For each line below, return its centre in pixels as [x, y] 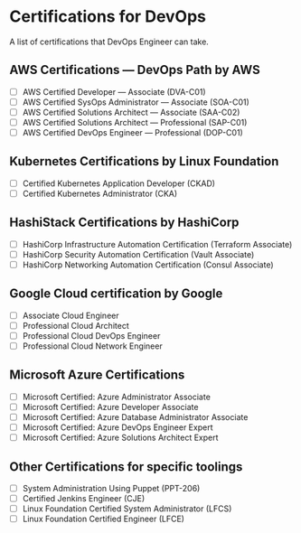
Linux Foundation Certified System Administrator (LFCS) [127, 509]
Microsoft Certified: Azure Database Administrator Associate [135, 417]
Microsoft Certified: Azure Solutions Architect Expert [120, 438]
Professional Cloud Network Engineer [92, 346]
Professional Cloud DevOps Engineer [91, 335]
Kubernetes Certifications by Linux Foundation [144, 161]
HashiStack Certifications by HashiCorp [124, 223]
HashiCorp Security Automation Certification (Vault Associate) [138, 254]
